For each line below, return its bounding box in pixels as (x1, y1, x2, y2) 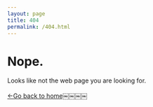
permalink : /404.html (7, 23, 71, 30)
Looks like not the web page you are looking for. (7, 76, 147, 85)
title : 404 (7, 17, 39, 24)
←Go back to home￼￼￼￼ (7, 92, 88, 100)
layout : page (7, 10, 46, 17)
